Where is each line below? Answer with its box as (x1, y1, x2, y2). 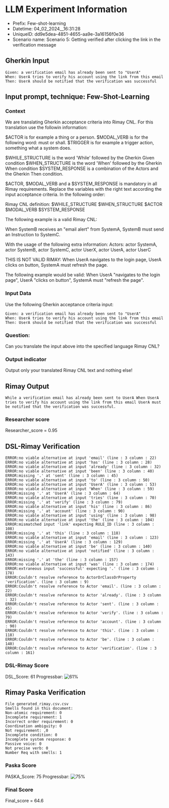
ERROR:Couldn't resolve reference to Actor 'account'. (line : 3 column (5, 619, 161, 624)
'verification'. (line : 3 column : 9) (5, 579, 89, 585)
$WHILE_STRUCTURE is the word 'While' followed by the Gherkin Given (5, 155, 155, 161)
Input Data (5, 290, 32, 297)
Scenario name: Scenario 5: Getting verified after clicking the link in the (12, 36, 161, 42)
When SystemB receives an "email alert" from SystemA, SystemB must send (5, 226, 164, 232)
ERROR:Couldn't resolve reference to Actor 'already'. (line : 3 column (5, 593, 161, 598)
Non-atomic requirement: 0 (5, 710, 62, 715)
